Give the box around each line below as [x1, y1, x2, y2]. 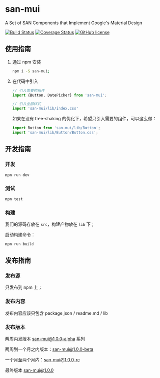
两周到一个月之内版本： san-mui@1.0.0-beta [5, 346, 94, 352]
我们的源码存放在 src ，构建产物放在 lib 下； [5, 221, 95, 227]
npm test [5, 196, 23, 202]
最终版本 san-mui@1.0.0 [5, 367, 54, 373]
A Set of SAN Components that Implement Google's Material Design [5, 20, 142, 26]
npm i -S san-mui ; [12, 69, 50, 73]
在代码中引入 [12, 78, 38, 84]
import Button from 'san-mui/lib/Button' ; [12, 126, 101, 131]
